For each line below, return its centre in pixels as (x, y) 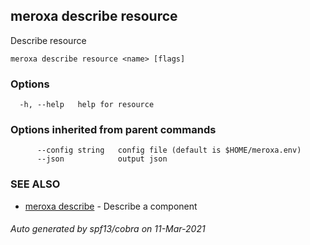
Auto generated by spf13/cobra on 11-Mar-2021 (108, 229)
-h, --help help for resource (87, 105)
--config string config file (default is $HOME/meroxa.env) (169, 150)
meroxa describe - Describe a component (111, 206)
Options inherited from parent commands (113, 130)
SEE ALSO (35, 184)
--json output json (102, 159)
